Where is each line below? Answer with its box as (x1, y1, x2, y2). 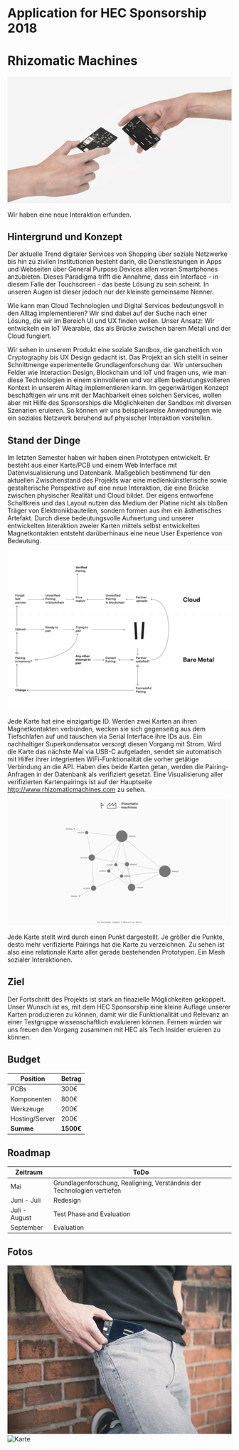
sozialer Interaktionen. (7, 955, 73, 964)
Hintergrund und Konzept (7, 231, 123, 243)
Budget (7, 1054, 41, 1066)
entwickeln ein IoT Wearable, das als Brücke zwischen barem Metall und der (7, 324, 231, 333)
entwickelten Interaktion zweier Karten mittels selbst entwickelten (7, 522, 201, 530)
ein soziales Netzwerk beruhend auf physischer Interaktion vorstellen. (7, 413, 213, 422)
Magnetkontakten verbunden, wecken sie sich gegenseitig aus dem (7, 724, 206, 733)
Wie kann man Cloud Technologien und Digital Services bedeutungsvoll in (7, 302, 224, 310)
